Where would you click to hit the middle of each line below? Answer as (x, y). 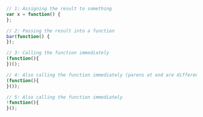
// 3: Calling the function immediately (58, 53)
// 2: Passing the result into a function (60, 31)
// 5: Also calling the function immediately (64, 97)
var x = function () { (34, 14)
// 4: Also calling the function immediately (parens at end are (90, 75)
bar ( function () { (28, 36)
